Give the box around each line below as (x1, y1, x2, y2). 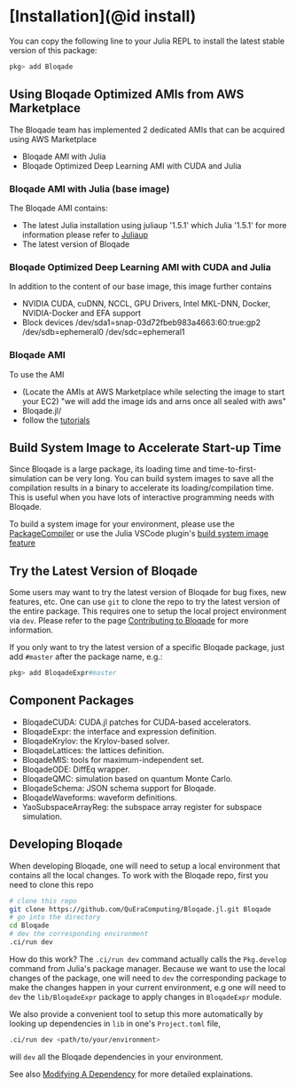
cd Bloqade (9, 921, 50, 930)
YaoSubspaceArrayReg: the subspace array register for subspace (21, 801, 263, 812)
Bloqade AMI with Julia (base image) (9, 182, 170, 195)
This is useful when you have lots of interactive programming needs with (9, 492, 275, 503)
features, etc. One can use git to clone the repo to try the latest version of (9, 597, 281, 608)
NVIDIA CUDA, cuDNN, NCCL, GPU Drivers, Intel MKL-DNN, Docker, (21, 298, 271, 309)
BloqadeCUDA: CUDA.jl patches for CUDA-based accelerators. (21, 717, 252, 727)
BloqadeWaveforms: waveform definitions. (21, 792, 177, 803)
